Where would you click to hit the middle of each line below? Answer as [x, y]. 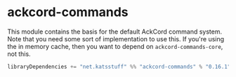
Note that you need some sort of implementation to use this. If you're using [116, 38]
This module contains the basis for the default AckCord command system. [115, 31]
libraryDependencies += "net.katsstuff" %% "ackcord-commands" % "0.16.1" [119, 66]
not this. [19, 54]
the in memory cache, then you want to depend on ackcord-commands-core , [115, 46]
